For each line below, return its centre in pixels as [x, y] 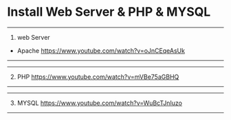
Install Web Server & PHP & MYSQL [109, 12]
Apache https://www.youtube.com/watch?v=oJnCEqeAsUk [101, 50]
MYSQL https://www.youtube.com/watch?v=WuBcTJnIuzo [100, 103]
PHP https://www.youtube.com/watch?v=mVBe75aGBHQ [98, 77]
